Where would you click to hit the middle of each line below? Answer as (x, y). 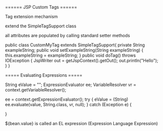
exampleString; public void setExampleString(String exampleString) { (74, 50)
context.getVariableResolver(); (36, 90)
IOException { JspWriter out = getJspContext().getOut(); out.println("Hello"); (82, 60)
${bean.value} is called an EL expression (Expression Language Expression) (81, 123)
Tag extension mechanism (31, 16)
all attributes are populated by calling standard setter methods (68, 35)
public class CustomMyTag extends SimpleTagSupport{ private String (75, 45)
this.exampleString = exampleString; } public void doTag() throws (71, 55)
